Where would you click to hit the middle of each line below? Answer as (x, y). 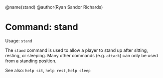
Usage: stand (19, 40)
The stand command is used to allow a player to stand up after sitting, (77, 50)
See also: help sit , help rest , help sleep (48, 70)
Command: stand (42, 27)
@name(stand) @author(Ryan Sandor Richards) (54, 7)
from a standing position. (31, 61)
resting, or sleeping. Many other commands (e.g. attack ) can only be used (81, 55)
